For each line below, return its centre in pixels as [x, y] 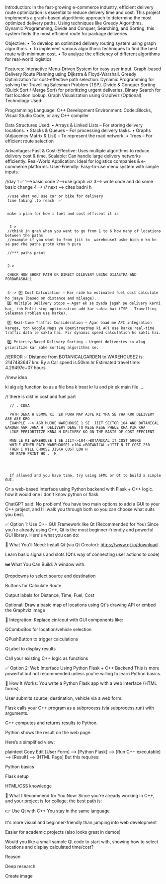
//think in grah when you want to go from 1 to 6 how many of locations [84, 231]
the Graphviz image [25, 610]
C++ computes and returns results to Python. [51, 723]
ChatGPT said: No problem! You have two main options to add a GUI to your [83, 504]
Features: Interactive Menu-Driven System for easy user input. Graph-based [83, 69]
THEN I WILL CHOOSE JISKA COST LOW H [49, 449]
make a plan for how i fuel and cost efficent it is [63, 214]
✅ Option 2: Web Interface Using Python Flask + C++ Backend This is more [82, 668]
